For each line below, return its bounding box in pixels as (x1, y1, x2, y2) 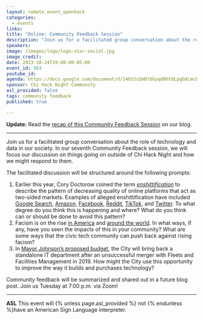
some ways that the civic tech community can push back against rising (14, 232, 192, 239)
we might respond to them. (6, 157, 74, 164)
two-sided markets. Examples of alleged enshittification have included (14, 193, 190, 201)
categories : (6, 14, 36, 21)
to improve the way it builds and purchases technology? (14, 264, 155, 271)
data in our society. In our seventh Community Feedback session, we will (6, 144, 188, 152)
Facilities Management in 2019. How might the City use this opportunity (14, 257, 193, 265)
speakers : (6, 43, 31, 49)
